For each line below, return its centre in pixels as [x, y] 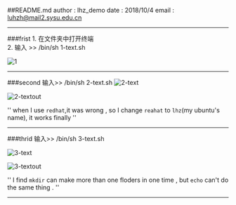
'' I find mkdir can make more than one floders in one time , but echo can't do [118, 180]
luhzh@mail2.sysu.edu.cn [45, 18]
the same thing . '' [33, 187]
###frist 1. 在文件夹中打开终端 [51, 39]
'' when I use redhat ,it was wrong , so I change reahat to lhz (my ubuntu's [113, 110]
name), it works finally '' [42, 118]
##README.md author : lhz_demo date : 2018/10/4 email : [91, 10]
